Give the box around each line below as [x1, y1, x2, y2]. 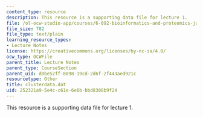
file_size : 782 [6, 25, 45, 32]
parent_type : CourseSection [6, 65, 77, 71]
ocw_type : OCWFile [6, 54, 53, 60]
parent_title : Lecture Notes [6, 59, 80, 65]
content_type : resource [6, 8, 66, 15]
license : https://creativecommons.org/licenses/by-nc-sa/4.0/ [6, 48, 166, 54]
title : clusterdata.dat [6, 82, 66, 88]
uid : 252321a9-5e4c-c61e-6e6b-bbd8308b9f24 [6, 87, 118, 93]
